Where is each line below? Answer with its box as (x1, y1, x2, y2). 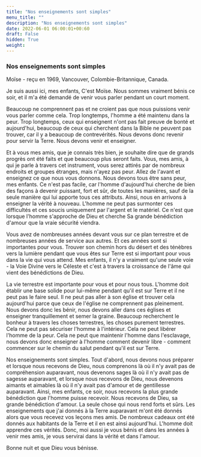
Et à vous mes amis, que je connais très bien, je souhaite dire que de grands (6, 149, 194, 156)
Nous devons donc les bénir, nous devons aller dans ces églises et (6, 306, 171, 313)
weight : (6, 43, 26, 49)
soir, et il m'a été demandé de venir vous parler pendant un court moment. (6, 94, 190, 101)
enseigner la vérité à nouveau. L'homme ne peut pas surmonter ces (6, 200, 173, 207)
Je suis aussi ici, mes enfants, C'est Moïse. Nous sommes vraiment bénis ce (6, 88, 195, 95)
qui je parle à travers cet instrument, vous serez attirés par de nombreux (6, 162, 185, 169)
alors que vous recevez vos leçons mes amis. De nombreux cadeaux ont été (6, 414, 195, 421)
